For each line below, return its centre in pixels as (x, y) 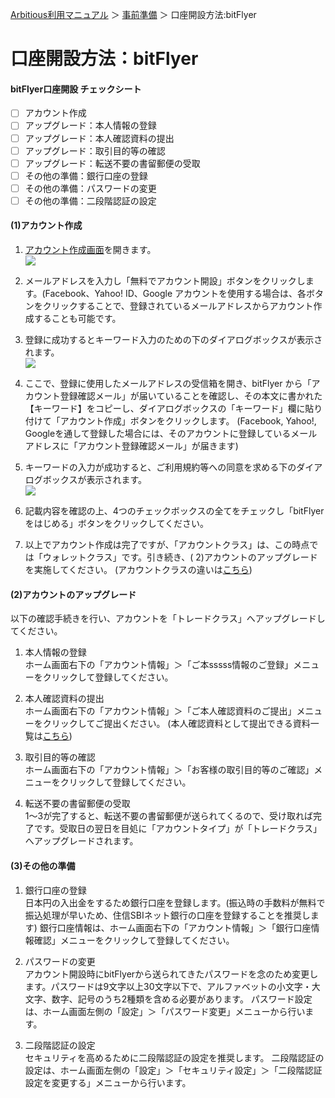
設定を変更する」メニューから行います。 (108, 1082)
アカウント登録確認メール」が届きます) (158, 446)
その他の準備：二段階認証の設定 (90, 200)
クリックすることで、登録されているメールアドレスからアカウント (178, 306)
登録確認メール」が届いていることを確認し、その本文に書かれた (191, 396)
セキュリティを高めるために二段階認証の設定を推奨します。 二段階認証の (174, 1057)
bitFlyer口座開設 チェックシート (76, 89)
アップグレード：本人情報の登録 (90, 125)
